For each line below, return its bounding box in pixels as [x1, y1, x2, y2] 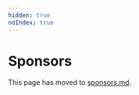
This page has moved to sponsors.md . [8, 78, 132, 87]
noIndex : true [8, 19, 55, 26]
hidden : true [8, 11, 51, 19]
